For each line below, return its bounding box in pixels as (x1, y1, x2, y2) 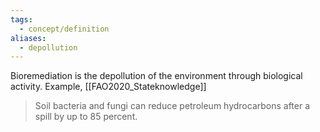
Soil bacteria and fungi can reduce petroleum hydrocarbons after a (34, 100, 311, 112)
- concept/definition (19, 24, 110, 34)
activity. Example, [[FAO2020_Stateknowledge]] (10, 81, 207, 93)
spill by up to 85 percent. (34, 111, 138, 123)
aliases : (10, 33, 47, 43)
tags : (10, 14, 33, 25)
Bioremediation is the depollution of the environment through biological (10, 70, 303, 82)
